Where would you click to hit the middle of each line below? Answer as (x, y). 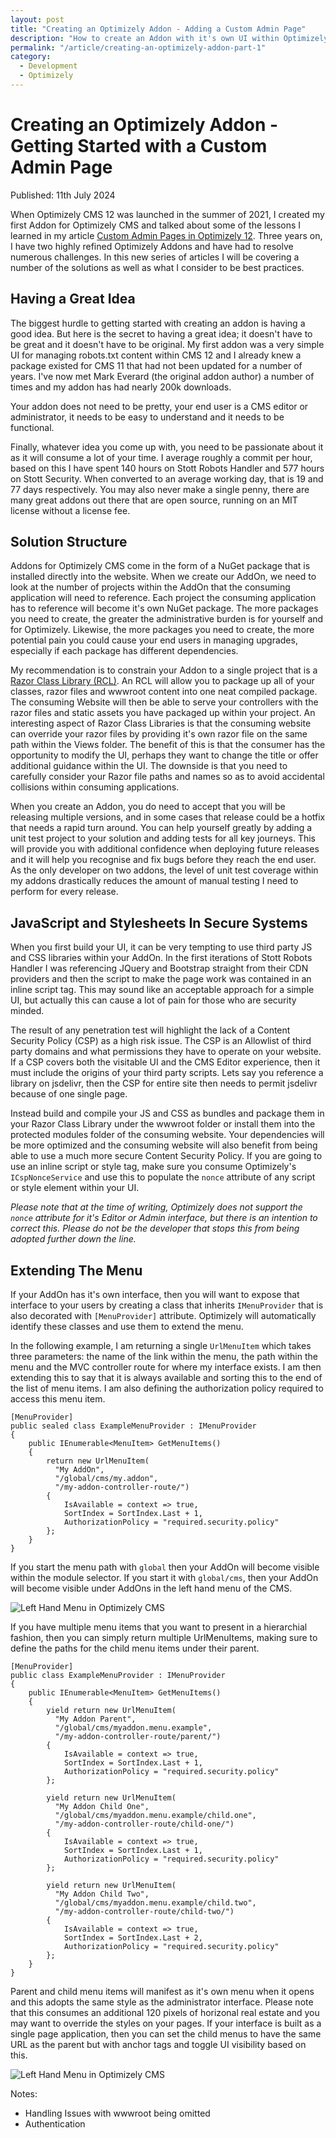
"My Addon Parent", (95, 1719)
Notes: (24, 2094)
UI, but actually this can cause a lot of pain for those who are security (153, 1000)
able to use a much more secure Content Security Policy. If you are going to (166, 1156)
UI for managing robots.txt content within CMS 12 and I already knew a (156, 355)
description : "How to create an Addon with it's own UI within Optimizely (169, 38)
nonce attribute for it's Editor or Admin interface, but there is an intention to (164, 1218)
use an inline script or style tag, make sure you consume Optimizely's (153, 1167)
